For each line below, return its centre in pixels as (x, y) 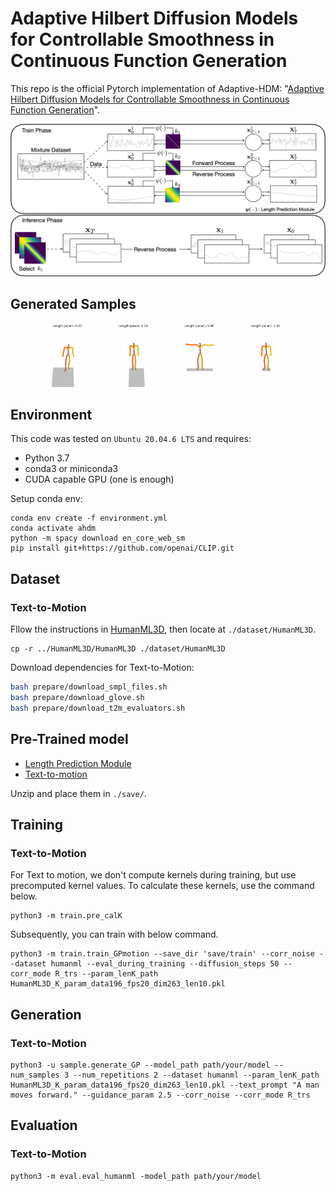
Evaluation (44, 1125)
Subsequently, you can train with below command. (114, 934)
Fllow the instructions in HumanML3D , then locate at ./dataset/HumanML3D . (163, 629)
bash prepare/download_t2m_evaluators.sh (98, 708)
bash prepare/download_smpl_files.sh (89, 687)
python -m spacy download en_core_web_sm (98, 538)
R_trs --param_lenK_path (106, 974)
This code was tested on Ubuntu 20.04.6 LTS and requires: (131, 439)
